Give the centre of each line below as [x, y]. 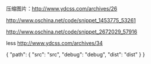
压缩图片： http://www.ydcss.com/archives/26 [62, 9]
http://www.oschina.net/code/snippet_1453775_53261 [71, 20]
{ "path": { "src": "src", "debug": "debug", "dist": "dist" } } [75, 54]
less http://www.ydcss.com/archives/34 [54, 43]
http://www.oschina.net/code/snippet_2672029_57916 [72, 32]
